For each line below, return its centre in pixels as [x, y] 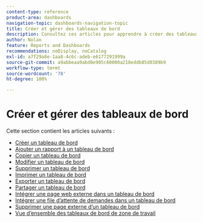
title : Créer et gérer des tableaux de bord [63, 29]
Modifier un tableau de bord [50, 162]
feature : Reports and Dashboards [48, 46]
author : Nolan [24, 40]
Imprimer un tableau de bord [50, 175]
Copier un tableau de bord [48, 156]
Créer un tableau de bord [47, 143]
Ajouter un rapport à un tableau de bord [64, 149]
